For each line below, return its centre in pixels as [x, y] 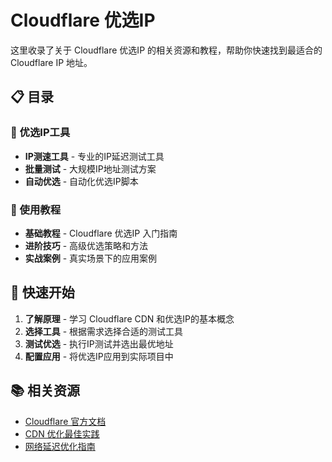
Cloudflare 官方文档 [65, 421]
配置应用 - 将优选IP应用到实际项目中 [99, 356]
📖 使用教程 [36, 209]
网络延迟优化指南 [60, 446]
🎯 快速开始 [42, 292]
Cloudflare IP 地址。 [51, 62]
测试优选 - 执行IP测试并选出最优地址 [99, 343]
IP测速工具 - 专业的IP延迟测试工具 [94, 156]
